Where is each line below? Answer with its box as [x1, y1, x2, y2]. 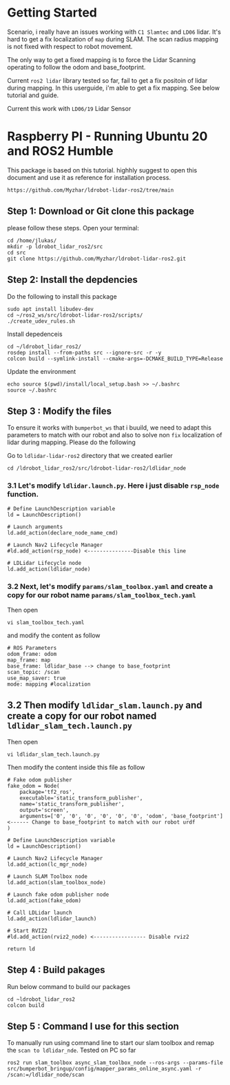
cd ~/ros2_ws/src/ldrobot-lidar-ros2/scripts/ [7, 312, 143, 319]
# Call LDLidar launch [7, 909, 72, 916]
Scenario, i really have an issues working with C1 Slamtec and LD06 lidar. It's [7, 28, 222, 36]
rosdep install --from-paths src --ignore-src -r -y [7, 349, 162, 356]
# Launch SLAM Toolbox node [7, 873, 88, 880]
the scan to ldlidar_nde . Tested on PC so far [7, 1046, 136, 1055]
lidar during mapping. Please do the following [7, 438, 136, 446]
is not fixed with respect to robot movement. [7, 42, 133, 50]
